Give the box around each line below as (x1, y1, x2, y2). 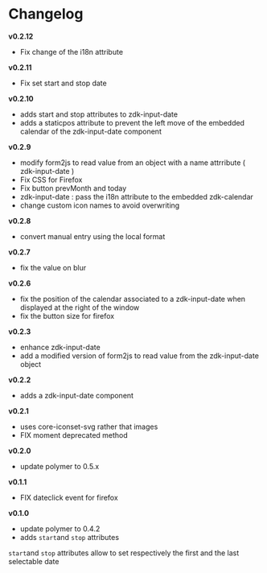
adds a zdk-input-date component (19, 390, 134, 400)
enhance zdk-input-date (19, 342, 101, 352)
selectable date (8, 556, 60, 566)
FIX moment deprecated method (19, 430, 129, 439)
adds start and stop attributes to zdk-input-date (19, 109, 179, 119)
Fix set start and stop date (19, 78, 107, 88)
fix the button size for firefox (19, 311, 115, 320)
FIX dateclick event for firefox (19, 493, 118, 502)
